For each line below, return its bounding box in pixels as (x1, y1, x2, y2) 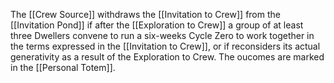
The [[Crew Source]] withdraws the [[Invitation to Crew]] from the (10, 9, 281, 20)
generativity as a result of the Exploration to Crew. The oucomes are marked (10, 51, 325, 63)
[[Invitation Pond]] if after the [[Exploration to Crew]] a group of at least (10, 19, 304, 31)
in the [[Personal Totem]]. (10, 62, 116, 73)
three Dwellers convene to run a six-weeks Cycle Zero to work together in (10, 30, 315, 41)
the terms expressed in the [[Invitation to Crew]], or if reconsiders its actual (10, 40, 321, 52)
